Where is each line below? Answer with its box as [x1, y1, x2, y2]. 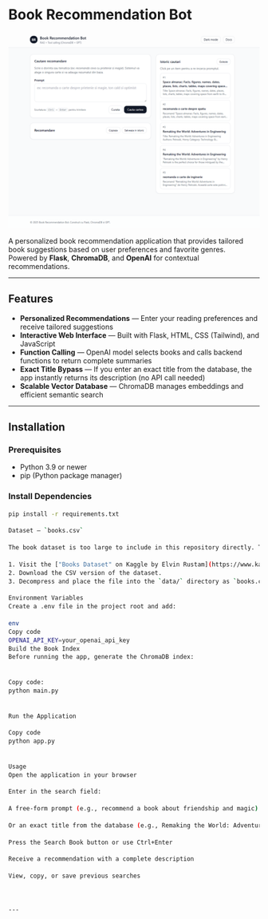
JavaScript [19, 339, 56, 348]
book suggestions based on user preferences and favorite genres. [8, 244, 226, 254]
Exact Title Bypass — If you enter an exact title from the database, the [19, 364, 253, 374]
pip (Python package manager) [19, 471, 123, 481]
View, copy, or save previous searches [8, 872, 141, 880]
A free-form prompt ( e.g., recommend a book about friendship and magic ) [8, 805, 259, 813]
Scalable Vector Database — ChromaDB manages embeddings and [19, 381, 244, 390]
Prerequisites [8, 444, 61, 455]
